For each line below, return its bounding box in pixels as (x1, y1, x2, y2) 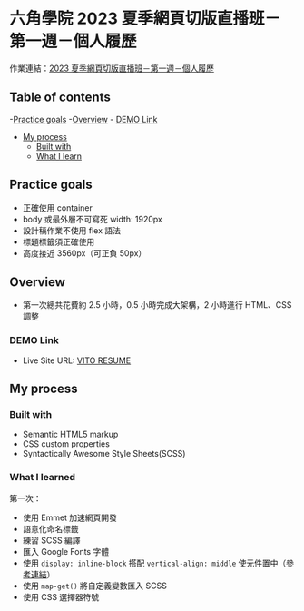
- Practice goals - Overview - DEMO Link (9, 113, 158, 124)
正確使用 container (22, 202, 93, 213)
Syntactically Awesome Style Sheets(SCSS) (22, 448, 186, 459)
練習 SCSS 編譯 (22, 535, 81, 546)
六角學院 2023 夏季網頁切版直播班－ (9, 8, 281, 29)
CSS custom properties (22, 439, 111, 449)
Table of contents (9, 90, 111, 105)
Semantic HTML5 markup (22, 429, 119, 440)
